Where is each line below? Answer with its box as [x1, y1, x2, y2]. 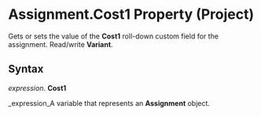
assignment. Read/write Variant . [8, 39, 113, 49]
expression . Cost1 [8, 83, 67, 92]
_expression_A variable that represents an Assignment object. [8, 98, 211, 107]
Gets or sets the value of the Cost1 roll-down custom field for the [8, 31, 219, 41]
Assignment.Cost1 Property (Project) [8, 5, 255, 24]
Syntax [8, 63, 44, 76]
